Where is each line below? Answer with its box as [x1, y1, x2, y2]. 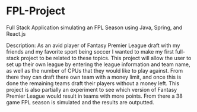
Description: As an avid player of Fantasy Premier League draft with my [6, 42, 180, 49]
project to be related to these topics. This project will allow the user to [20, 54, 192, 61]
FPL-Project [6, 4, 65, 18]
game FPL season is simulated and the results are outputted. [6, 98, 154, 105]
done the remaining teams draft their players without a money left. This [6, 79, 180, 87]
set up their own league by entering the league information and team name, [6, 61, 191, 68]
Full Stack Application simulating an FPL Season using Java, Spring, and [6, 24, 183, 31]
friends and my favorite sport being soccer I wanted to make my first [6, 48, 174, 55]
